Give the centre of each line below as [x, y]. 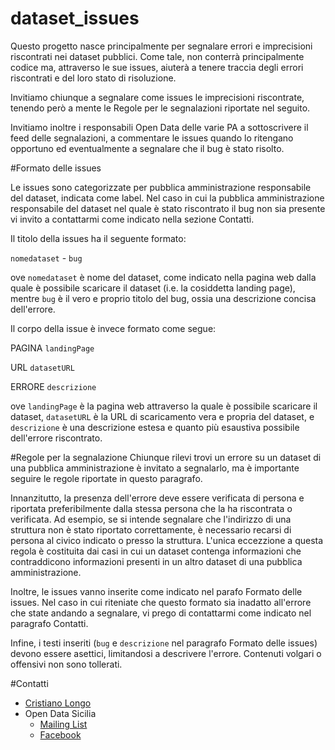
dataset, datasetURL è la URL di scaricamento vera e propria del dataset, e [162, 416]
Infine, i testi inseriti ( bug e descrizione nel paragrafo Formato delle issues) [164, 643]
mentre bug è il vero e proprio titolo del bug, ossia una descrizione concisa [163, 298]
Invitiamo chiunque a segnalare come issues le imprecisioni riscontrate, [157, 97]
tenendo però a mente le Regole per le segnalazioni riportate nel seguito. [160, 108]
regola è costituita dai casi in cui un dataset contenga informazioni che [156, 551]
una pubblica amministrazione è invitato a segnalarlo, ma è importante [155, 468]
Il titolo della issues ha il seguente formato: [98, 238]
